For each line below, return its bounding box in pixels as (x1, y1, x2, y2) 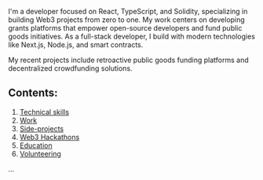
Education (19, 141, 53, 150)
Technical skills (19, 107, 69, 116)
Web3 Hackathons (19, 132, 80, 141)
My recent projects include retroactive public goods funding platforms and (8, 55, 249, 64)
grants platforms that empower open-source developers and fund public (8, 24, 243, 32)
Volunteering (19, 149, 61, 158)
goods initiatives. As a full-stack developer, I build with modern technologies (8, 31, 255, 41)
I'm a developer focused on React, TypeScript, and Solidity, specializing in (8, 7, 248, 16)
